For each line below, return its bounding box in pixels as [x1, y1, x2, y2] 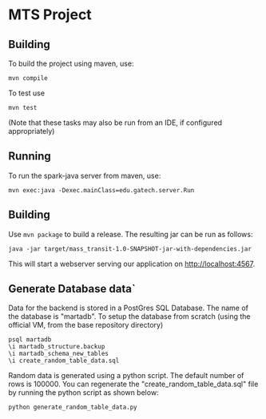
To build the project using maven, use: [8, 58, 134, 68]
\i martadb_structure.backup [8, 343, 105, 351]
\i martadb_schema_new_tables [8, 350, 109, 358]
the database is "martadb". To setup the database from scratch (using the [8, 312, 251, 321]
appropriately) [8, 127, 55, 135]
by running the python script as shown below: [8, 388, 159, 397]
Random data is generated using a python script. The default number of [8, 371, 244, 381]
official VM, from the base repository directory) [8, 320, 164, 330]
